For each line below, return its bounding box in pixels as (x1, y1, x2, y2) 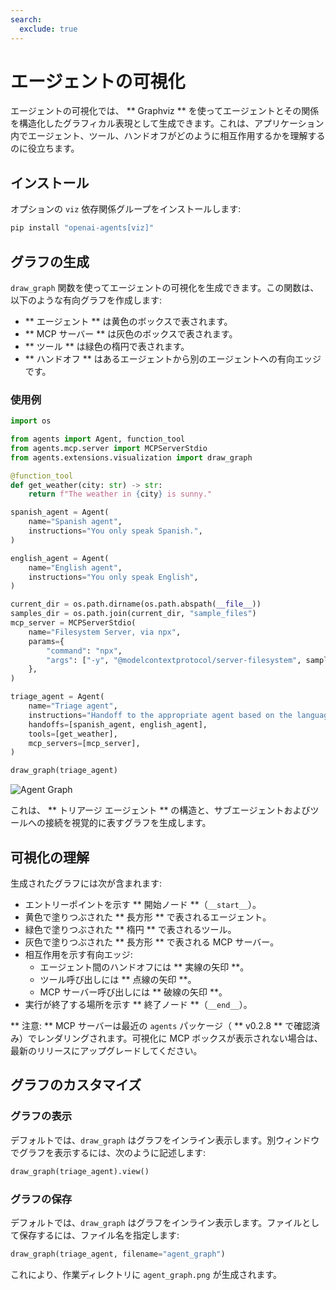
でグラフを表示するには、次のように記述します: (10, 1146, 207, 1158)
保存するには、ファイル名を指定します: (18, 1229, 180, 1241)
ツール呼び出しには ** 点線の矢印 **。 (39, 974, 197, 986)
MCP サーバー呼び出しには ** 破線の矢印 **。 (39, 986, 228, 998)
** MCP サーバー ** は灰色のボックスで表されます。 (24, 327, 238, 340)
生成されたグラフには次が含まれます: (10, 877, 163, 890)
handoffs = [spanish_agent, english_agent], (28, 719, 208, 730)
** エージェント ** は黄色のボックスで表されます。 (24, 315, 233, 327)
